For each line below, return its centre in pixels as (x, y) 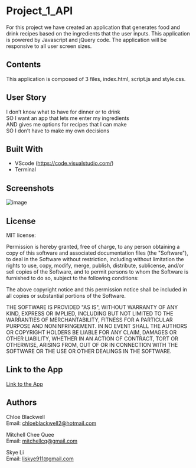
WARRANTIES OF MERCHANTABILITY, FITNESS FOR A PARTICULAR (89, 320)
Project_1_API (40, 11)
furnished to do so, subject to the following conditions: (72, 278)
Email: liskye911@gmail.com (40, 459)
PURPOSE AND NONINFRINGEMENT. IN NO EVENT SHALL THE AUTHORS (97, 326)
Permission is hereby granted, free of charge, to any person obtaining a (93, 247)
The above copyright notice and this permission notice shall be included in (97, 290)
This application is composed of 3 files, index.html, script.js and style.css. (96, 79)
